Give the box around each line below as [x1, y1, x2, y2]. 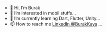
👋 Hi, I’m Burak [9, 5, 41, 10]
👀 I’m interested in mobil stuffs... [9, 10, 76, 16]
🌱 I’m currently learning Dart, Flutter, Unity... [9, 15, 101, 21]
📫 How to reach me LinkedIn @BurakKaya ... [9, 21, 103, 27]
